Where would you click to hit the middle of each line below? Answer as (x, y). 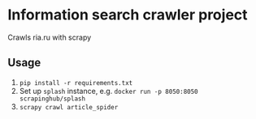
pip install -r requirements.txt (76, 83)
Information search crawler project (128, 15)
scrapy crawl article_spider (69, 107)
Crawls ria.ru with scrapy (50, 37)
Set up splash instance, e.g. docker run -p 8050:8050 (108, 91)
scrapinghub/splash (52, 99)
